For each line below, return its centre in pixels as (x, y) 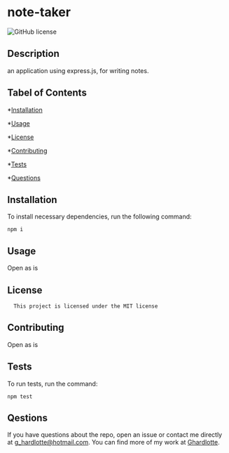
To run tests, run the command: (53, 383)
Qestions (27, 418)
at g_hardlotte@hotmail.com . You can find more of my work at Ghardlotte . (113, 442)
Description (33, 54)
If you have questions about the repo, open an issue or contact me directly (115, 435)
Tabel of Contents (47, 93)
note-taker (39, 12)
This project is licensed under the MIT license (86, 306)
